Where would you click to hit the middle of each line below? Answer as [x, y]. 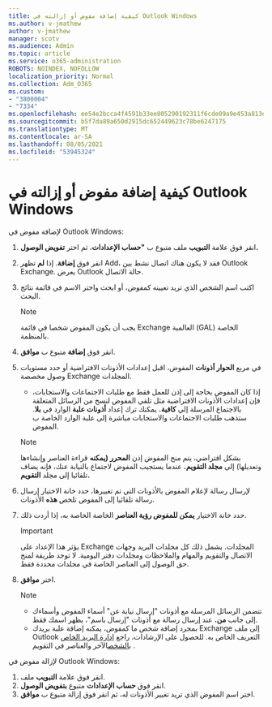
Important [36, 531]
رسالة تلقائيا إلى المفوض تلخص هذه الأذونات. [87, 499]
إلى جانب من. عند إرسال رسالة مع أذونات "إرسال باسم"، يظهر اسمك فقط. [145, 620]
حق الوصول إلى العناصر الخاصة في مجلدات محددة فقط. [104, 564]
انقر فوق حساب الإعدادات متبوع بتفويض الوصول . [93, 686]
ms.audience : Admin [41, 46]
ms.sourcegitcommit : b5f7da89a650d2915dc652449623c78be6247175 [117, 122]
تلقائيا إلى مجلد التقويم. [55, 475]
